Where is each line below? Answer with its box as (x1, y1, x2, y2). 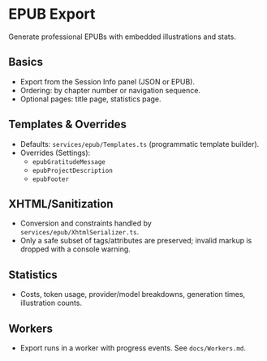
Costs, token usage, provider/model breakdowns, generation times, (19, 290, 246, 299)
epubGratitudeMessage (32, 157, 106, 166)
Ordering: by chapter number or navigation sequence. (19, 85, 201, 95)
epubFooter (32, 175, 70, 183)
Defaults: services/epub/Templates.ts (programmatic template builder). (19, 139, 260, 148)
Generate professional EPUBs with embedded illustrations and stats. (8, 32, 237, 41)
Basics (8, 55, 43, 69)
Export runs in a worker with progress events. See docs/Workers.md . (19, 343, 246, 353)
